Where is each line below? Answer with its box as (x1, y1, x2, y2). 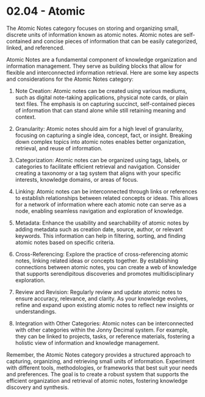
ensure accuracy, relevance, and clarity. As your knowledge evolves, (15, 295, 188, 302)
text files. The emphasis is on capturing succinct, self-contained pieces (15, 100, 195, 108)
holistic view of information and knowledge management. (15, 339, 160, 346)
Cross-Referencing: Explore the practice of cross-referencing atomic (15, 250, 189, 258)
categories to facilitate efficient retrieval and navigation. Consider (15, 163, 180, 170)
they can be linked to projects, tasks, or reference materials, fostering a (15, 332, 195, 340)
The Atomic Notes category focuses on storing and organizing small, (6, 24, 179, 32)
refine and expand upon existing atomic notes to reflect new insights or (15, 301, 195, 308)
